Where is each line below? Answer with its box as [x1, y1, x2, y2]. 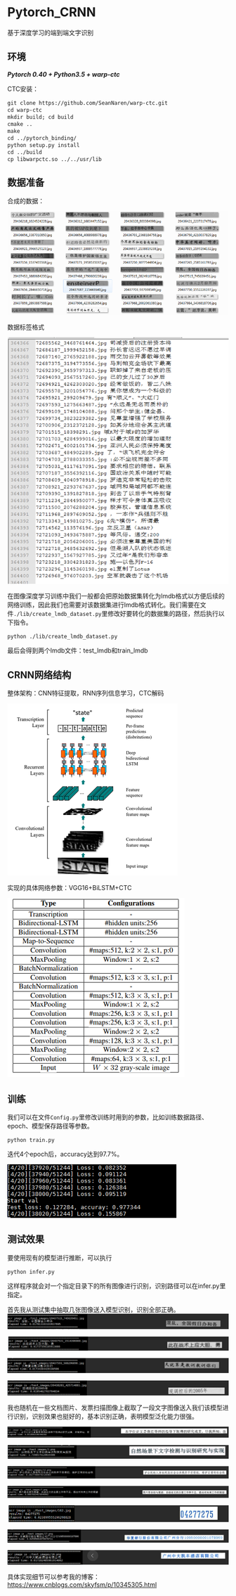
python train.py [7, 1136, 55, 1143]
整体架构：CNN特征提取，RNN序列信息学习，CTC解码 [7, 689, 164, 697]
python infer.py [7, 1268, 55, 1275]
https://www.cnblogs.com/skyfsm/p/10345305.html [7, 1580, 157, 1589]
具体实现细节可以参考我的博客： [7, 1572, 100, 1581]
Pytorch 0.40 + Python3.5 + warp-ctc [7, 70, 121, 78]
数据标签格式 [7, 323, 44, 331]
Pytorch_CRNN [7, 4, 96, 20]
